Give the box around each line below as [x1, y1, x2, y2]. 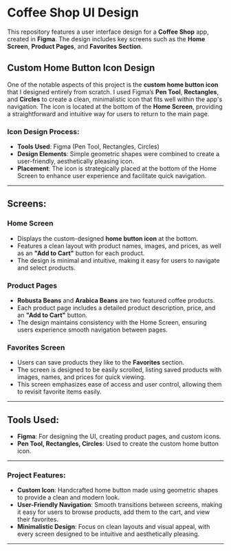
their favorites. [16, 515, 58, 523]
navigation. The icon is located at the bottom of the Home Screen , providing [7, 102, 223, 111]
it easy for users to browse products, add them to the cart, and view [16, 508, 210, 517]
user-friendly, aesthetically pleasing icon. [16, 157, 135, 166]
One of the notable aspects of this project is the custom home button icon [7, 80, 219, 89]
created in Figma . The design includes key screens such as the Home [7, 34, 206, 43]
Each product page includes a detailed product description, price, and [16, 304, 216, 312]
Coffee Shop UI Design [7, 5, 139, 21]
